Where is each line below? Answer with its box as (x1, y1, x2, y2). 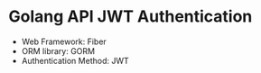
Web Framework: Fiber (21, 36, 107, 47)
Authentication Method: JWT (21, 55, 129, 66)
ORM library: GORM (21, 45, 96, 56)
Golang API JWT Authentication (8, 6, 253, 27)
